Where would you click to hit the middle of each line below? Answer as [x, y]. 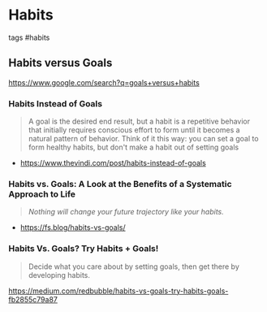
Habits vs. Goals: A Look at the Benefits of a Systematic [121, 184]
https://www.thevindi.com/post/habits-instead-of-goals [113, 163]
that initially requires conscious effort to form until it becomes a [134, 130]
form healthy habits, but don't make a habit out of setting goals [133, 147]
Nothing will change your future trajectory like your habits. [126, 212]
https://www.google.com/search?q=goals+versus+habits [104, 82]
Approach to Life [42, 194]
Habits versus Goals [60, 63]
